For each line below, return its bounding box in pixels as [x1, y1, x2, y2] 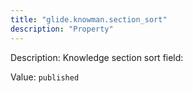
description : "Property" [10, 24, 114, 34]
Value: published [10, 71, 80, 83]
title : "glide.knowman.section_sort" [10, 14, 168, 25]
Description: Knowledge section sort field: [10, 51, 184, 63]
